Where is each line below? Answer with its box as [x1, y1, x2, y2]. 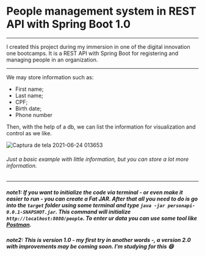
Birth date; [15, 105, 41, 112]
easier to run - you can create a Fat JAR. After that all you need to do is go [6, 195, 198, 202]
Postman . [6, 221, 32, 228]
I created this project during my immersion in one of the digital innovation [6, 43, 190, 50]
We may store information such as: [6, 73, 94, 80]
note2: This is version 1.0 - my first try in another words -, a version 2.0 [6, 236, 191, 244]
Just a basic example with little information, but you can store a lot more [6, 155, 189, 163]
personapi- [167, 202, 195, 208]
